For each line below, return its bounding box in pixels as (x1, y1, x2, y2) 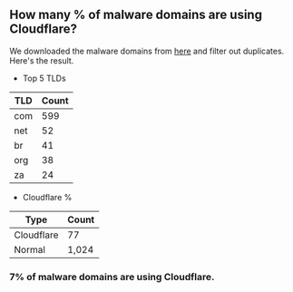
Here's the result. (9, 54, 74, 66)
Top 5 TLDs (22, 73, 66, 83)
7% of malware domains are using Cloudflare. (9, 270, 215, 283)
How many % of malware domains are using (9, 7, 263, 23)
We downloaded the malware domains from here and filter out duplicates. (9, 45, 285, 56)
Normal (14, 243, 45, 256)
